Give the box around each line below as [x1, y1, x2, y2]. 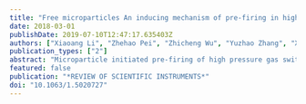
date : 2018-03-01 [9, 22, 76, 31]
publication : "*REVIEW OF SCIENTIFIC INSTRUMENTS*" [9, 72, 209, 81]
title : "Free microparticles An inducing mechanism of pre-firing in [9, 13, 280, 23]
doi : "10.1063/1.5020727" [9, 80, 107, 90]
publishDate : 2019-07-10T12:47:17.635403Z [9, 30, 173, 39]
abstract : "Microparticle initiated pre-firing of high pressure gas [9, 55, 280, 64]
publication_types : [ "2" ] [9, 47, 107, 56]
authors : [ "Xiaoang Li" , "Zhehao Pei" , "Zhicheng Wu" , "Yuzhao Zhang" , [9, 38, 287, 48]
